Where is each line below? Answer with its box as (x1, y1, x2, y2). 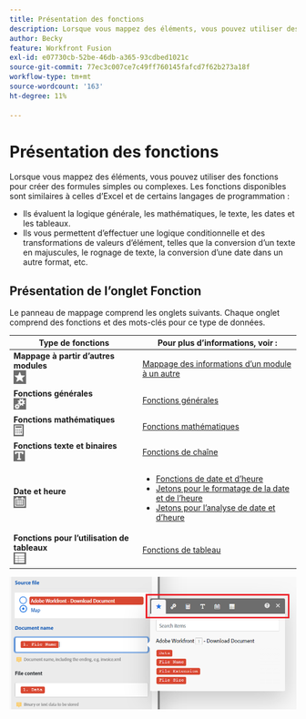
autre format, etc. (22, 257, 88, 268)
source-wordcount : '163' (9, 82, 104, 91)
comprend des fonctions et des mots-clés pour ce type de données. (9, 317, 266, 328)
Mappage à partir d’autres (13, 350, 116, 361)
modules (13, 360, 47, 370)
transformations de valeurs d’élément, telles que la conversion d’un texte (22, 238, 296, 248)
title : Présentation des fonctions (9, 15, 145, 24)
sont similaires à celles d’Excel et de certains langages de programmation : (9, 191, 290, 202)
